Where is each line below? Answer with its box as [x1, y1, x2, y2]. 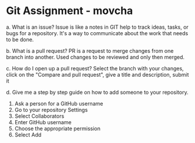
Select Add [14, 131, 42, 138]
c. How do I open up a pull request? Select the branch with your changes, [6, 64, 184, 71]
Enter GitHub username [14, 118, 72, 125]
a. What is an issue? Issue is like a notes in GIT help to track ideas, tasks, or [6, 23, 189, 30]
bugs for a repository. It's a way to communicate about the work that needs [6, 29, 189, 36]
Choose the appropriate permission [14, 125, 101, 132]
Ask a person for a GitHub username [14, 100, 103, 107]
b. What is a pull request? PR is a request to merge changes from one [6, 47, 174, 54]
